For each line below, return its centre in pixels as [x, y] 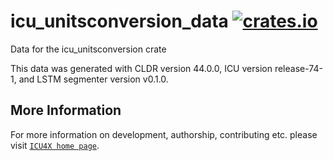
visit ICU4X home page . [55, 145]
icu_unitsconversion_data [119, 21]
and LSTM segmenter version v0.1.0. [93, 79]
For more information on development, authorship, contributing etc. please [164, 134]
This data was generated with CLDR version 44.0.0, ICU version [141, 68]
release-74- [298, 68]
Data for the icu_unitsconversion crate [88, 49]
